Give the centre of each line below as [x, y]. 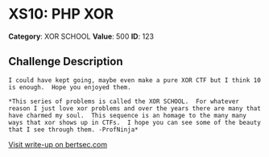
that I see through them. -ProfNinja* [73, 130]
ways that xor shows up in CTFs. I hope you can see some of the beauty [135, 122]
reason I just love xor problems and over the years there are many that [135, 108]
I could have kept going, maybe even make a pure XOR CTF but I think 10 [135, 80]
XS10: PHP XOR [61, 14]
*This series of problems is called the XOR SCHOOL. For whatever [124, 101]
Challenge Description [66, 62]
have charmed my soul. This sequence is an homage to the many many [128, 115]
